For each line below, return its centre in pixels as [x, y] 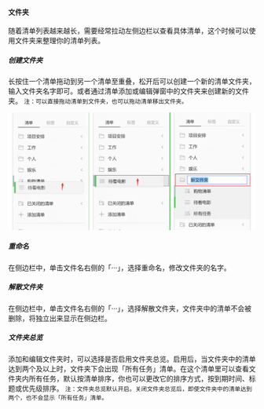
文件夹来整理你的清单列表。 [59, 41]
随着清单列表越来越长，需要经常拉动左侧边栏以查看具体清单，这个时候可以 [128, 31]
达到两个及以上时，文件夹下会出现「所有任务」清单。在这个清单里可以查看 [128, 368]
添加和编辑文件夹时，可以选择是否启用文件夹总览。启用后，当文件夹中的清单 [132, 359]
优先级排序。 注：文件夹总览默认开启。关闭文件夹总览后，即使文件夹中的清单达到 [137, 388]
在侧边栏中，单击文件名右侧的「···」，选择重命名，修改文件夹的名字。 [120, 268]
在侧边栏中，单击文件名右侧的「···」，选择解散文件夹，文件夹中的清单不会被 [130, 308]
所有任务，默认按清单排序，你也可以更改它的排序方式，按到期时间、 [139, 378]
